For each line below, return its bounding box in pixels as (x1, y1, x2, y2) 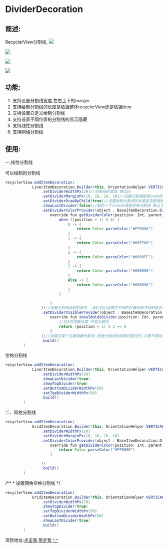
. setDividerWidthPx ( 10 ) (40, 429, 91, 434)
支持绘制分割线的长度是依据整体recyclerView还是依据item (12, 104, 131, 110)
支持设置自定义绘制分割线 (12, 110, 65, 116)
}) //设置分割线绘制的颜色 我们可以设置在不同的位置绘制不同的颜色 (40, 305, 162, 310)
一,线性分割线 (5, 159, 33, 165)
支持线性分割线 (12, 122, 43, 128)
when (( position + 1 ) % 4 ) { (58, 217, 120, 222)
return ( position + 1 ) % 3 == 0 (58, 324, 126, 329)
